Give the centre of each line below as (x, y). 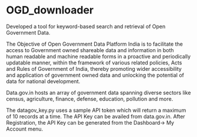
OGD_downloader (50, 10)
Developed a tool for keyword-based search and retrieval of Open (86, 26)
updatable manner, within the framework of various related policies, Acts (94, 63)
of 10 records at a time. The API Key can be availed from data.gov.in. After (96, 116)
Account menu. (25, 129)
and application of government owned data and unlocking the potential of (95, 75)
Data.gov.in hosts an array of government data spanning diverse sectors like (98, 93)
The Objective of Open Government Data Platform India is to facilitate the (95, 44)
